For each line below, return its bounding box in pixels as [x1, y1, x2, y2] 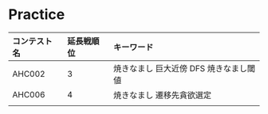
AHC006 [12, 89, 45, 100]
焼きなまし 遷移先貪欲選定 [112, 89, 212, 101]
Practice [8, 6, 65, 24]
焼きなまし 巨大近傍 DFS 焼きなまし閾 [112, 63, 255, 74]
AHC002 [12, 68, 45, 79]
